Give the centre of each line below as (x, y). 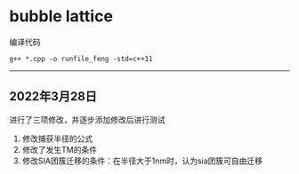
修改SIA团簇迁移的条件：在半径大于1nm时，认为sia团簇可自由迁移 (142, 161)
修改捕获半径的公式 (57, 138)
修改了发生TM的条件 (60, 149)
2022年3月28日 (53, 96)
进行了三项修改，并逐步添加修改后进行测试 (87, 119)
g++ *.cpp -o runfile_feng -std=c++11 (81, 59)
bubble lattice (61, 16)
